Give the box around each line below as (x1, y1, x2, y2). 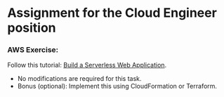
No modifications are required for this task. (17, 75, 142, 83)
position (7, 20, 56, 36)
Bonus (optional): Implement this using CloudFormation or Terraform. (17, 82, 218, 91)
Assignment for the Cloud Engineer (7, 5, 218, 21)
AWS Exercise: (7, 45, 59, 55)
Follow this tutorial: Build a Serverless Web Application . (7, 61, 167, 70)
